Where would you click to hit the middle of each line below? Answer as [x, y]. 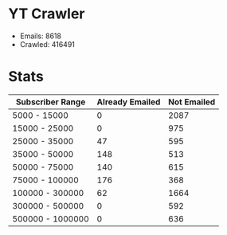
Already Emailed [129, 102]
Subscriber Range [51, 102]
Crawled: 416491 [47, 44]
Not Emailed [192, 102]
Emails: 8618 [41, 36]
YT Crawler [47, 14]
